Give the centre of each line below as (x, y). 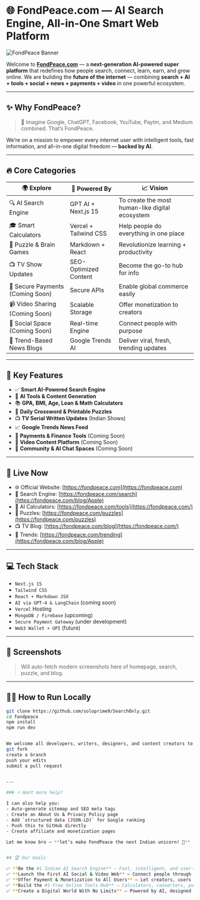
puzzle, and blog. (42, 673)
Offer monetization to (149, 305)
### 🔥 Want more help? (35, 793)
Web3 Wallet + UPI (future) (48, 628)
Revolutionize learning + (152, 244)
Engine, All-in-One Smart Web (82, 24)
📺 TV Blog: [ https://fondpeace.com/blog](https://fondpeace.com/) (97, 526)
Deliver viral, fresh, (145, 340)
